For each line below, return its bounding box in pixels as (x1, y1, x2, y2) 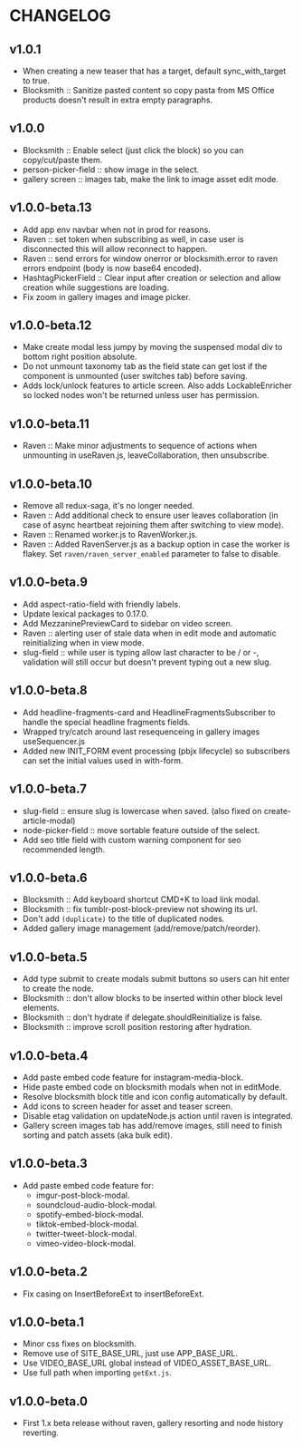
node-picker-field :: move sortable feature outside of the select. (22, 824, 260, 835)
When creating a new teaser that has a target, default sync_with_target (22, 65, 287, 76)
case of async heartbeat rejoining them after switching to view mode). (22, 520, 285, 530)
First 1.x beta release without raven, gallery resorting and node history (22, 1418, 284, 1429)
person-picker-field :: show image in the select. (22, 164, 200, 175)
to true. (22, 75, 50, 86)
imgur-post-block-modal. (35, 1190, 130, 1200)
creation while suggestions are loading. (22, 282, 170, 293)
